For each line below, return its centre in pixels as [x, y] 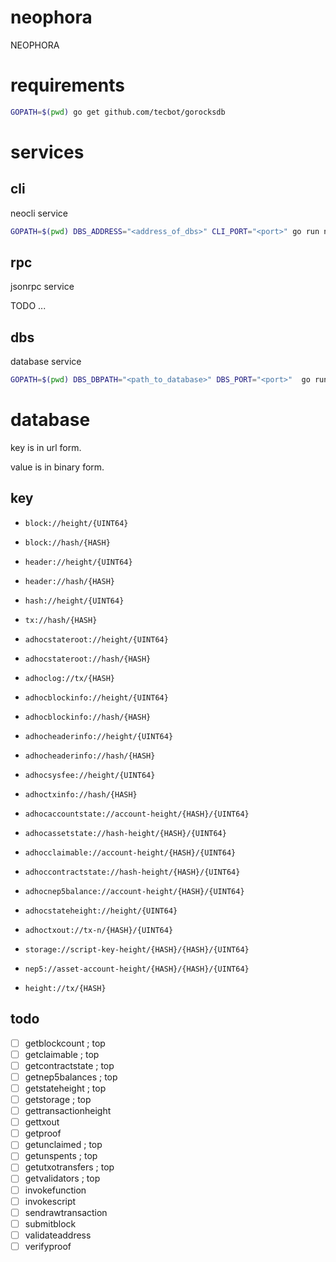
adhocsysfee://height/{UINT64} [90, 775]
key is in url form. [46, 448]
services [47, 152]
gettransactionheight [68, 1111]
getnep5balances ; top [71, 1077]
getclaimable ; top [62, 1054]
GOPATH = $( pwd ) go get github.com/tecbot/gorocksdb [118, 112]
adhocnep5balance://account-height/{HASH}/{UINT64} [134, 891]
